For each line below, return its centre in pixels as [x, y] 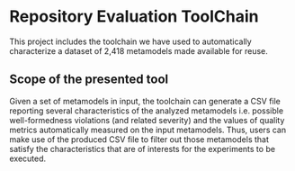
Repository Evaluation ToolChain [134, 17]
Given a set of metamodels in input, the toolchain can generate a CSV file [145, 101]
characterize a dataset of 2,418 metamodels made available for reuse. [139, 50]
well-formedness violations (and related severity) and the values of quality [147, 120]
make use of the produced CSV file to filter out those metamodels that [139, 139]
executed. [28, 158]
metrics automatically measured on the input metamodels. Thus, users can [147, 130]
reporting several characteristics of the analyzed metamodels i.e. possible [147, 111]
